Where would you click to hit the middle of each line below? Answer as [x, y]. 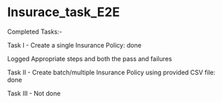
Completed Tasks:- [35, 32]
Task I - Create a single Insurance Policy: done [75, 45]
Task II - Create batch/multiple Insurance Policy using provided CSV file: [111, 72]
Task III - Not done [34, 93]
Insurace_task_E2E [64, 12]
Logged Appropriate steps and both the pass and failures [90, 59]
